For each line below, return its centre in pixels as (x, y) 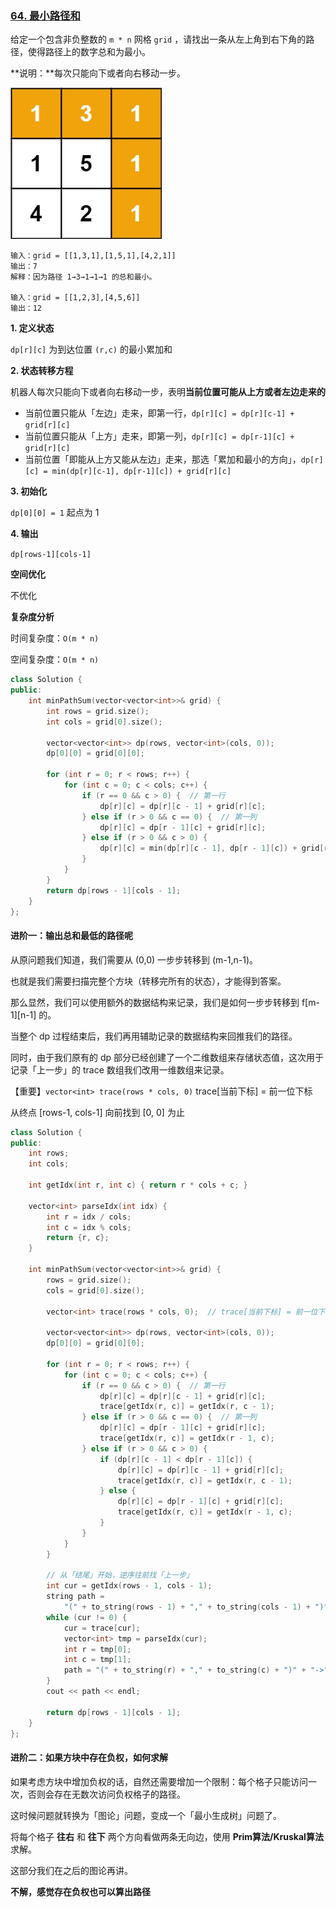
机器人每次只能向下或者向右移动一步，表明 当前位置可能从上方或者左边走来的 (168, 392)
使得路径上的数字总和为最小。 (89, 52)
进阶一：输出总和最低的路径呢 (71, 936)
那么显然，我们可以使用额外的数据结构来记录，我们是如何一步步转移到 (155, 1002)
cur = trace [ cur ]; (102, 1628)
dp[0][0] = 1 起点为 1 (55, 513)
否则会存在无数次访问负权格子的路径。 (106, 1794)
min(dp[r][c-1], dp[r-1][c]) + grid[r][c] (141, 472)
